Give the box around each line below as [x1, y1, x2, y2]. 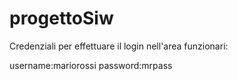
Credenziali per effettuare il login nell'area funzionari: [9, 40, 229, 52]
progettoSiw [9, 7, 114, 30]
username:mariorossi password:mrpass [9, 59, 173, 71]
